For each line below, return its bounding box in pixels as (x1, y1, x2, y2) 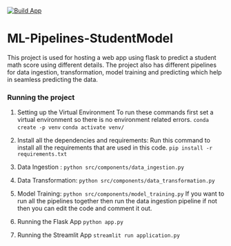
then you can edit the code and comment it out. (17, 204, 152, 213)
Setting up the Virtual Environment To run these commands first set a (17, 108, 214, 116)
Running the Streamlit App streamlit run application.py (17, 231, 181, 239)
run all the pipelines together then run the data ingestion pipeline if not (17, 197, 217, 205)
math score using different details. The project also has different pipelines (7, 61, 217, 69)
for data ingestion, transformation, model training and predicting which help (7, 68, 222, 76)
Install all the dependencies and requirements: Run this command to (17, 136, 210, 145)
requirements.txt (17, 151, 68, 158)
